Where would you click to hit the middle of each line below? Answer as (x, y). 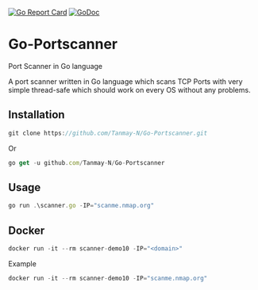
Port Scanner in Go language (56, 66)
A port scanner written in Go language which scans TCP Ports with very (126, 81)
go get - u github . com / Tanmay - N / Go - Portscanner (87, 162)
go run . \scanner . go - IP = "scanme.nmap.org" (81, 206)
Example (23, 263)
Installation (37, 115)
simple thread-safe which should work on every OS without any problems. (130, 90)
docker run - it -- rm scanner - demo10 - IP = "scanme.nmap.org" (108, 278)
